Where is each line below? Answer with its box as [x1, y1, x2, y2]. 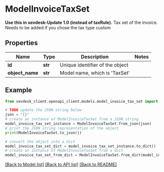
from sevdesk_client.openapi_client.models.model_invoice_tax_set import [5, 99, 159, 104]
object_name [7, 69, 39, 76]
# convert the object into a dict [5, 139, 76, 144]
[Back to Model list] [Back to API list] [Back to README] [5, 162, 117, 168]
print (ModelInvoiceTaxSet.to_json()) [5, 130, 82, 135]
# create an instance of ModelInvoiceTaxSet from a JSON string [5, 117, 139, 122]
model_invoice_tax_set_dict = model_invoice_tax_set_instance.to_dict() [5, 144, 156, 149]
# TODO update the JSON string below [5, 108, 82, 113]
